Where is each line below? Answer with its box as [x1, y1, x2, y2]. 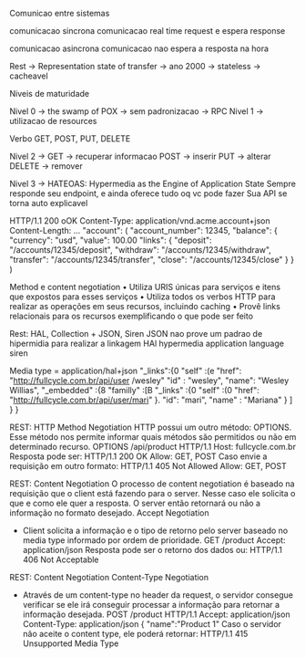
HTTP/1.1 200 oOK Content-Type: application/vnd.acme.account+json [9, 215, 270, 226]
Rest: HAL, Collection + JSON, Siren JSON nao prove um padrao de [9, 329, 263, 339]
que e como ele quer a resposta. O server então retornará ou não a [9, 497, 261, 508]
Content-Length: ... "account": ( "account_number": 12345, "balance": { [9, 225, 278, 235]
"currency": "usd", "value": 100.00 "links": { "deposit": [9, 235, 212, 245]
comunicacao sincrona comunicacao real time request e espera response [9, 26, 286, 36]
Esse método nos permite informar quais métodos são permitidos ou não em [9, 432, 297, 442]
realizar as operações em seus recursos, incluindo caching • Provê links [9, 301, 280, 311]
